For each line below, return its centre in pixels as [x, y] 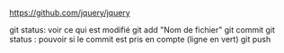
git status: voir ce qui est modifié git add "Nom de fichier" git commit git [142, 30]
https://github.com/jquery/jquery [70, 13]
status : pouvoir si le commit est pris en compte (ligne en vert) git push [140, 39]
